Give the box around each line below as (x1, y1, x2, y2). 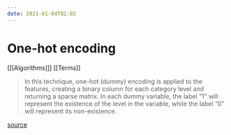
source (7, 120, 28, 129)
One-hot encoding (7, 40, 117, 56)
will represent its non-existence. (24, 106, 117, 115)
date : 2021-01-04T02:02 (7, 10, 77, 17)
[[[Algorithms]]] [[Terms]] (7, 64, 81, 72)
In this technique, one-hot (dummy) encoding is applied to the (24, 77, 202, 85)
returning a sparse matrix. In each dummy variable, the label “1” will (24, 92, 218, 100)
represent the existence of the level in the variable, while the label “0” (24, 99, 225, 108)
